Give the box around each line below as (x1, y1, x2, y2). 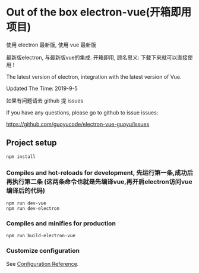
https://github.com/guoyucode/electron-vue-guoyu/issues (6, 120, 150, 128)
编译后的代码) (6, 186, 46, 194)
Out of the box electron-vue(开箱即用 (6, 5, 192, 19)
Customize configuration (6, 247, 80, 255)
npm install (6, 153, 36, 160)
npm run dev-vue (6, 200, 46, 206)
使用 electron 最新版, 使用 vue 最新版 (6, 41, 97, 48)
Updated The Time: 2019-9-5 (6, 85, 78, 92)
